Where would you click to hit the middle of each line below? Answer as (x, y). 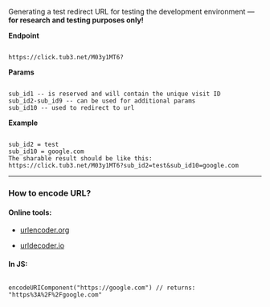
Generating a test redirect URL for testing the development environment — (131, 12)
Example (23, 123)
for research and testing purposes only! (76, 20)
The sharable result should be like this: (80, 159)
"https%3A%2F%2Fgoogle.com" (55, 295)
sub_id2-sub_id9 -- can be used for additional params (102, 101)
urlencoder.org (45, 230)
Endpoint (24, 36)
